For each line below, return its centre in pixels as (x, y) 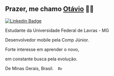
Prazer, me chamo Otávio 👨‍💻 (50, 9)
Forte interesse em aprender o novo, (42, 49)
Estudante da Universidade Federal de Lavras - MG (57, 30)
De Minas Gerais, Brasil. (29, 68)
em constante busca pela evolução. (41, 59)
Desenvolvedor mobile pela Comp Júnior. (47, 40)
